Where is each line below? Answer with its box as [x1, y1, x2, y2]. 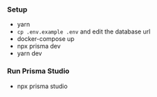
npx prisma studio [16, 82, 68, 90]
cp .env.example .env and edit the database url [16, 27, 151, 36]
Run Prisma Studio [7, 66, 70, 76]
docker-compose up [16, 35, 75, 43]
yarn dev [16, 49, 42, 57]
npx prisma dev [16, 42, 61, 51]
